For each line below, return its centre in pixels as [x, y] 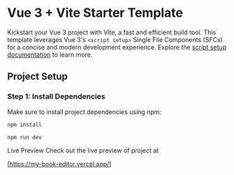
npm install [24, 125]
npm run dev [24, 137]
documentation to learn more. [50, 55]
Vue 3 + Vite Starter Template [95, 13]
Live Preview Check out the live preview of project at [83, 150]
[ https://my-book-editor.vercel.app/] [59, 164]
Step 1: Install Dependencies [57, 97]
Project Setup [38, 77]
